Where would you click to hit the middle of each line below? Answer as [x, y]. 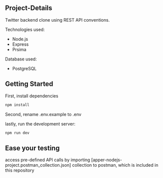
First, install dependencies [32, 96]
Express [20, 44]
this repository [20, 170]
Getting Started [29, 84]
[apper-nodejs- [107, 160]
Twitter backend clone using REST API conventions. [57, 20]
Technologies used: [25, 30]
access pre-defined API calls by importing [48, 160]
